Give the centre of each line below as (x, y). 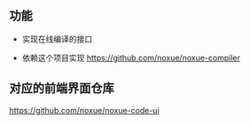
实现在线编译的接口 (57, 39)
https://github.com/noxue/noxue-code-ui (84, 110)
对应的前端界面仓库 (62, 88)
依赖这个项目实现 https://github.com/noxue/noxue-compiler (131, 58)
